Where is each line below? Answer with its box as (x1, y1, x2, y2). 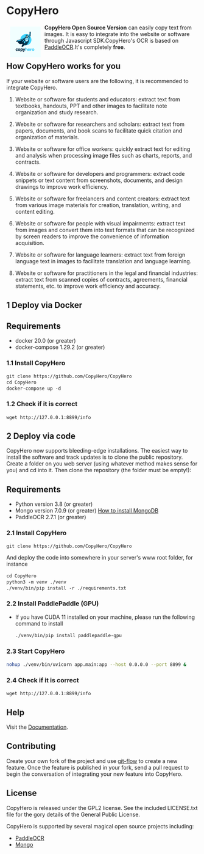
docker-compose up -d (6, 385, 62, 392)
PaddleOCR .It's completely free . (44, 43, 125, 51)
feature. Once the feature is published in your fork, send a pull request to (6, 764, 189, 771)
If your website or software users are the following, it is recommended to (6, 77, 189, 84)
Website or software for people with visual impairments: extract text (15, 219, 186, 227)
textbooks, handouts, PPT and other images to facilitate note (15, 102, 167, 109)
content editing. (15, 208, 55, 215)
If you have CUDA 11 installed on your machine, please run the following (15, 613, 195, 621)
